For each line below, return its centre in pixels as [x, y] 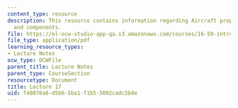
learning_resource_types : [45, 47]
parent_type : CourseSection [49, 73]
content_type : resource [42, 14]
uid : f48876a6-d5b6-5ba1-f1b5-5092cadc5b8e [73, 93]
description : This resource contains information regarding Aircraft [112, 21]
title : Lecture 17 [34, 87]
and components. [38, 27]
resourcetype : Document [42, 80]
